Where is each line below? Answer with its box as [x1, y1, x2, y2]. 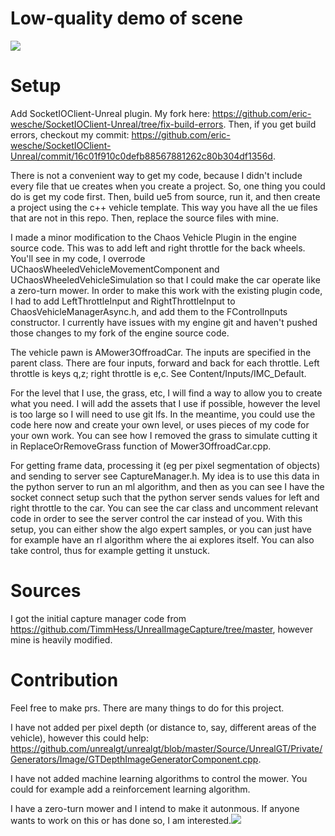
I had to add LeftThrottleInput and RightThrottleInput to [10, 295, 236, 307]
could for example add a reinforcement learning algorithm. [10, 783, 251, 795]
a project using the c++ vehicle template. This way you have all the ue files [10, 201, 318, 213]
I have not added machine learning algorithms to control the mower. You [10, 772, 308, 784]
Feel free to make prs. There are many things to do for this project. [10, 702, 285, 714]
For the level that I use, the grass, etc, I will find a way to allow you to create [10, 387, 323, 399]
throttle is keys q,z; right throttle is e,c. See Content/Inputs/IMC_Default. [10, 367, 307, 379]
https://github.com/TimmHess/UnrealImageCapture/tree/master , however [10, 623, 313, 635]
